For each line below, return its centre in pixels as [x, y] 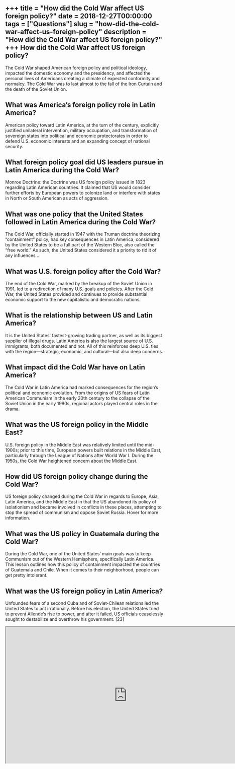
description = [125, 32]
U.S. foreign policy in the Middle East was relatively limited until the [75, 444]
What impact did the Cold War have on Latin [75, 367]
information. [18, 518]
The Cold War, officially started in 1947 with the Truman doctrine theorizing [83, 234]
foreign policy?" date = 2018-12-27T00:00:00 [79, 16]
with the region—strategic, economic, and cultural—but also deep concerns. [84, 351]
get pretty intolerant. [26, 575]
